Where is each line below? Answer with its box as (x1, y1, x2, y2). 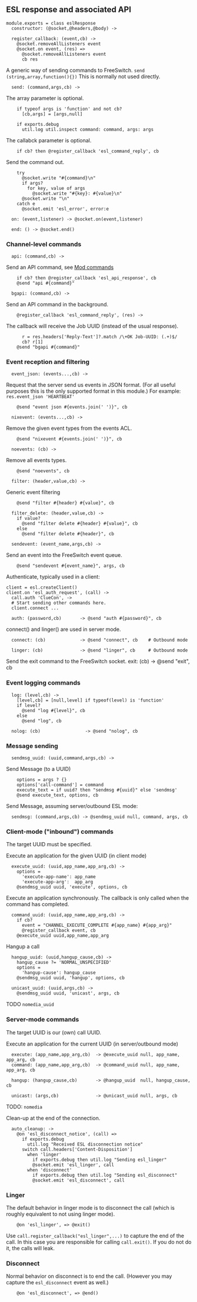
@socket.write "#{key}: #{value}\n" (32, 191, 122, 196)
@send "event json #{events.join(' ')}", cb (16, 404, 128, 410)
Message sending (6, 742, 59, 750)
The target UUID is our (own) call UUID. (6, 1029, 102, 1036)
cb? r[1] (21, 339, 44, 345)
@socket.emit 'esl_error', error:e (21, 206, 109, 212)
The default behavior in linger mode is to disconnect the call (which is (6, 1204, 175, 1211)
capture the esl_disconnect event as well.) (6, 1279, 109, 1286)
